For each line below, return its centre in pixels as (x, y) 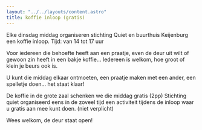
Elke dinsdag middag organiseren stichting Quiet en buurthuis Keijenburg (97, 34)
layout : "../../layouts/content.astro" (57, 12)
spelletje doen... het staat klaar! (45, 84)
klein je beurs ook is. (32, 66)
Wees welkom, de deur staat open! (50, 120)
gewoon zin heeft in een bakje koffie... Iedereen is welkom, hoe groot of (96, 59)
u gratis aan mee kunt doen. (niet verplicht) (60, 108)
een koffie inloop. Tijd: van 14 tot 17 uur (55, 41)
